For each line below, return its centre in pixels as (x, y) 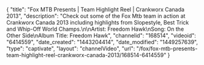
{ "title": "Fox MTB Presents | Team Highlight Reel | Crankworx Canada (96, 10)
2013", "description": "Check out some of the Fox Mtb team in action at (96, 16)
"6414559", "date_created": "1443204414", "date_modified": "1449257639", (102, 42)
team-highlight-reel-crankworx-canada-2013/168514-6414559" (86, 55)
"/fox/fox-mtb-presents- (167, 48)
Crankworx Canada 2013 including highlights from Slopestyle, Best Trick (98, 22)
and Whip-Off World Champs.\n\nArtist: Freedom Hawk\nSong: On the (95, 29)
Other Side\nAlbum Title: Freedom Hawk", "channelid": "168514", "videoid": (101, 36)
